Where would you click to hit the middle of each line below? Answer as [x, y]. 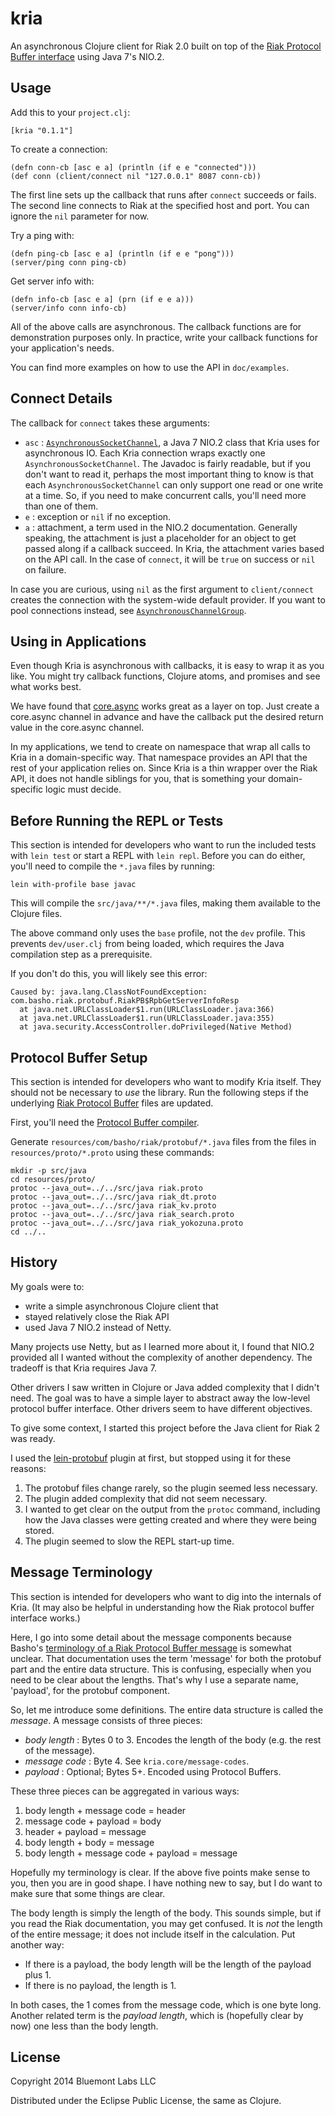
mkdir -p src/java [48, 1171]
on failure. [45, 569]
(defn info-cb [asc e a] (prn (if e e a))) [102, 299]
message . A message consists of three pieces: [106, 1720]
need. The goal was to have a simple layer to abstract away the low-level [160, 1398]
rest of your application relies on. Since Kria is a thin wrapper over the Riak [164, 768]
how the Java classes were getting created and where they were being [170, 1519]
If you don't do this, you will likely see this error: [109, 974]
